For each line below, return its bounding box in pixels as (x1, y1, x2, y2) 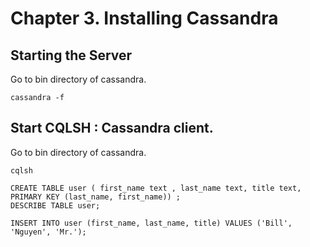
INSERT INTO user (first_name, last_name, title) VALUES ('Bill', (10, 218, 293, 228)
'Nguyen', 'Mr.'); (10, 227, 87, 237)
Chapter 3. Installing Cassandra (10, 7, 279, 30)
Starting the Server (10, 47, 133, 64)
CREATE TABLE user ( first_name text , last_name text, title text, (10, 183, 302, 193)
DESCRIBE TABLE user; (10, 200, 101, 211)
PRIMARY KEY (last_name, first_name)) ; (10, 192, 182, 202)
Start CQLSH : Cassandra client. (10, 120, 214, 137)
